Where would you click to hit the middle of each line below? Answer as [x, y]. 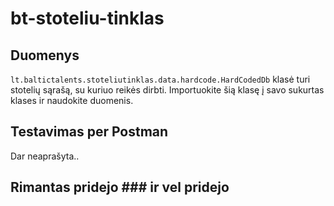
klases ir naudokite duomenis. [72, 100]
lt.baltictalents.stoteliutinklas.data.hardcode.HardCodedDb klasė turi [160, 79]
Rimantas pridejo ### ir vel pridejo [120, 187]
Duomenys [45, 55]
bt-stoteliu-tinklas [87, 18]
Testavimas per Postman [89, 132]
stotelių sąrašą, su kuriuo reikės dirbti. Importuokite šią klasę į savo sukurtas [167, 90]
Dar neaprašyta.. [45, 156]
